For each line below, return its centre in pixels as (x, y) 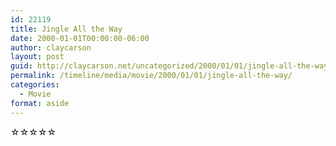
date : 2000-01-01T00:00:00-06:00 (80, 38)
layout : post (37, 57)
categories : (35, 85)
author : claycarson (51, 47)
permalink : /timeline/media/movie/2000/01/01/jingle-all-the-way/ (151, 76)
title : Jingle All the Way (66, 29)
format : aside (40, 103)
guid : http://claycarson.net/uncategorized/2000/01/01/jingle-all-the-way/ (171, 66)
